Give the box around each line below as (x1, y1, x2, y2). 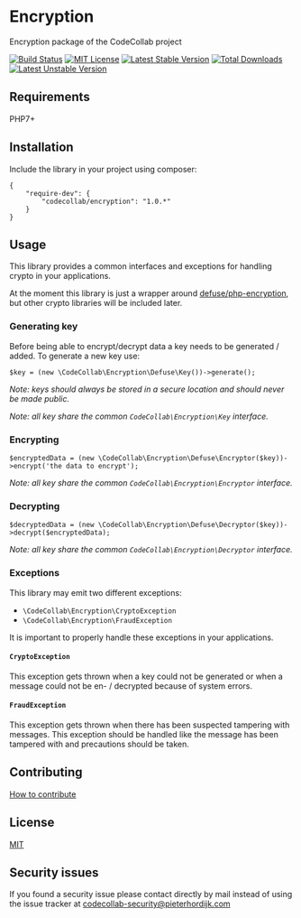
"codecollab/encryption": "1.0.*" (41, 197, 171, 206)
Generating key (9, 320, 78, 333)
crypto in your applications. (9, 271, 111, 282)
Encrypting (9, 433, 59, 446)
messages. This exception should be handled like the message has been (9, 728, 279, 739)
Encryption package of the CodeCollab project (9, 36, 182, 47)
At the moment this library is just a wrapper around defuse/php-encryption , (9, 288, 289, 299)
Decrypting (9, 499, 60, 512)
